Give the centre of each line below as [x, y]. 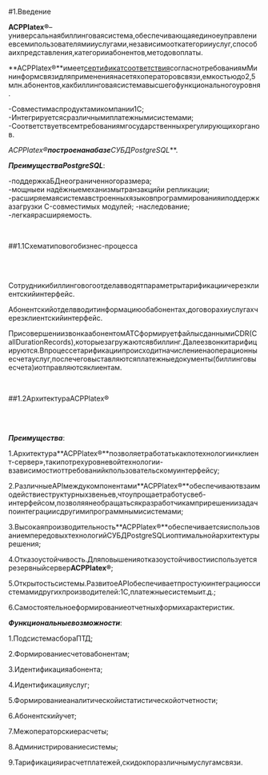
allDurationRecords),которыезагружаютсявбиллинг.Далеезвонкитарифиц [133, 342]
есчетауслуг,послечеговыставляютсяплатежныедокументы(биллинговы [132, 359]
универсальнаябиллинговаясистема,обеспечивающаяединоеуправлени [133, 36]
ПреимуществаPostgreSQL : [57, 166]
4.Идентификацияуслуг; [49, 685]
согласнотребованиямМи [214, 68]
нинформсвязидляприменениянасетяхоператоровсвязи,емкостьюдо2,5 [132, 76]
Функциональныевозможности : [65, 623]
